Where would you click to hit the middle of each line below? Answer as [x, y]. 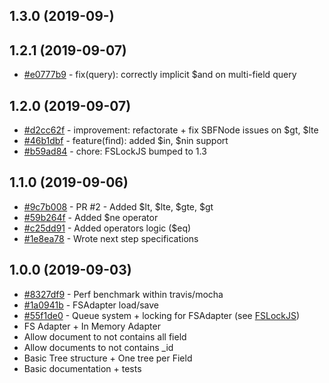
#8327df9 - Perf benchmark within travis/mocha [123, 294]
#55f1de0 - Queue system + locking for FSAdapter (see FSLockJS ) [162, 315]
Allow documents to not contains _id [98, 347]
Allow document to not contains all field [105, 336]
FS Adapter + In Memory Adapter [92, 326]
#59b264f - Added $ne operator [91, 217]
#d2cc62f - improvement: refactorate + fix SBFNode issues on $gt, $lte [171, 130]
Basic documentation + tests [82, 368]
